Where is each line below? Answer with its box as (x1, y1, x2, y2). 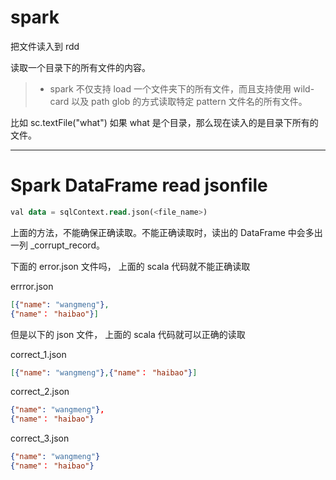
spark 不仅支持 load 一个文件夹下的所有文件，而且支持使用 (49, 82, 292, 95)
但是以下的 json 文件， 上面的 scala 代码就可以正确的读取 (10, 328, 246, 340)
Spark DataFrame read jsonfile (10, 174, 268, 197)
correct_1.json (10, 348, 67, 360)
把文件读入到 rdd (10, 40, 80, 52)
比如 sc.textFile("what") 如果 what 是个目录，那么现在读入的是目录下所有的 (10, 116, 319, 128)
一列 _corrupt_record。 (10, 239, 105, 251)
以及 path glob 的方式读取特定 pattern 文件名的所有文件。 (71, 95, 308, 107)
